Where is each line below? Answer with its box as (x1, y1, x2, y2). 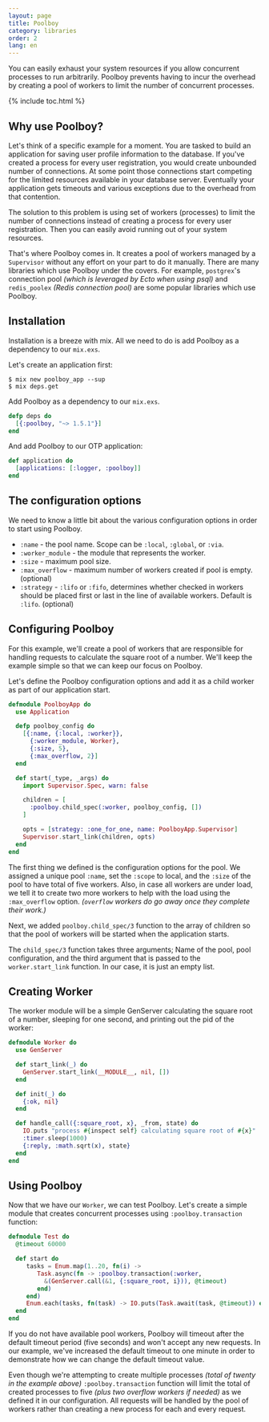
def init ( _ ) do (15, 1090, 66, 1098)
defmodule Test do (8, 1233, 70, 1241)
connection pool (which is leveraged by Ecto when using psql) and (8, 274, 228, 283)
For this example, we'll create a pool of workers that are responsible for (8, 644, 243, 653)
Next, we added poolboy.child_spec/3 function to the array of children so (8, 920, 251, 930)
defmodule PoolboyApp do (8, 700, 91, 709)
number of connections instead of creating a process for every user (8, 216, 232, 225)
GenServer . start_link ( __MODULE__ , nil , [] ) (22, 1068, 171, 1076)
